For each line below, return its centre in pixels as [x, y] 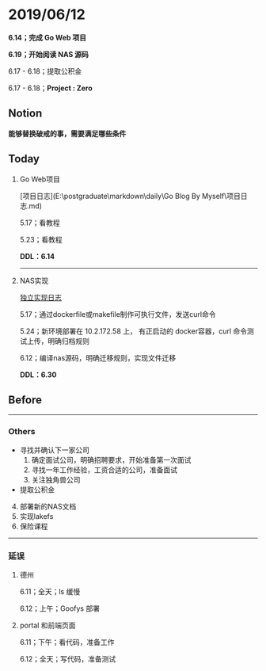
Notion [25, 114]
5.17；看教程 [40, 223]
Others [22, 432]
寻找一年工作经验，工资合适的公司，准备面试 [104, 470]
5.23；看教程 [41, 239]
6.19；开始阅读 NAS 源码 [48, 54]
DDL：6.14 [37, 256]
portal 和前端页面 [48, 625]
